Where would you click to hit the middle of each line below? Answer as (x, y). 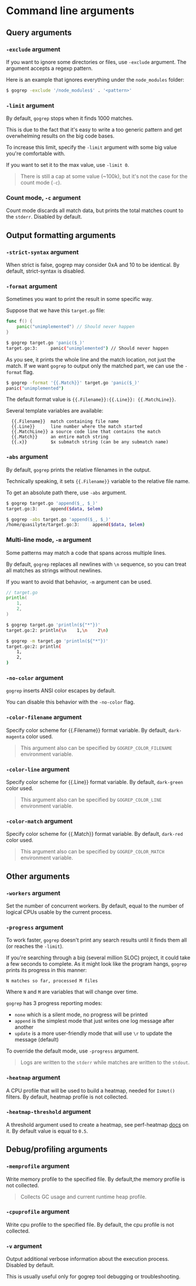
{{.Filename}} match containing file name (65, 421)
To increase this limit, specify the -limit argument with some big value (92, 148)
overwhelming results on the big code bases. (60, 136)
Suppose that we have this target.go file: (56, 310)
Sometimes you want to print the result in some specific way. (80, 299)
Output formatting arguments (61, 235)
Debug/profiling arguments (57, 1149)
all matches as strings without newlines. (54, 570)
